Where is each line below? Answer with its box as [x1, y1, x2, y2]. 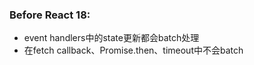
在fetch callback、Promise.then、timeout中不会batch [23, 44, 244, 57]
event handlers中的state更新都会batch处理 [23, 32, 200, 44]
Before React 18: [9, 8, 91, 22]
